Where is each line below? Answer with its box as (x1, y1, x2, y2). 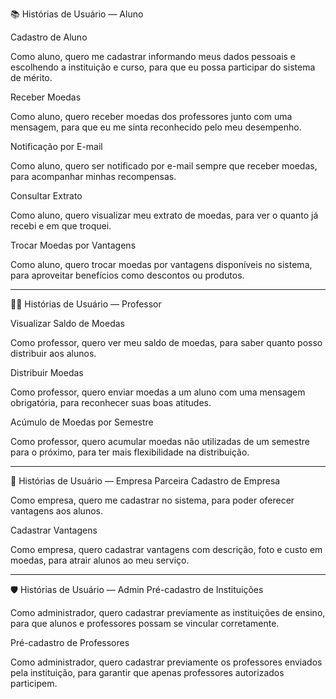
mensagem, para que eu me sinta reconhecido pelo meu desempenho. (10, 121, 302, 133)
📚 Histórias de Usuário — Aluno (10, 8, 144, 20)
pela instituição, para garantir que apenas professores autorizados (10, 667, 285, 678)
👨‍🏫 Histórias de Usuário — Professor (10, 298, 162, 310)
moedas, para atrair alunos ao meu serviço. (10, 554, 190, 566)
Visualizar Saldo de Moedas (10, 318, 125, 329)
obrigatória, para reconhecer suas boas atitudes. (10, 397, 212, 408)
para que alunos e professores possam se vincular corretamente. (10, 618, 280, 629)
